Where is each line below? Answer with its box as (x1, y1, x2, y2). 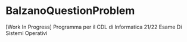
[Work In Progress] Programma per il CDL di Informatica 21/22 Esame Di (5, 23, 182, 30)
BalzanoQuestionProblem (5, 4, 135, 17)
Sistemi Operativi (5, 29, 48, 36)
